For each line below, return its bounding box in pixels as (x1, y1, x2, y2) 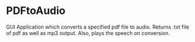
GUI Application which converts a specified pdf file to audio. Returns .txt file (6, 23, 189, 30)
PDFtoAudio (6, 4, 66, 17)
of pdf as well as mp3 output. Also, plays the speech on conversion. (6, 29, 170, 36)
